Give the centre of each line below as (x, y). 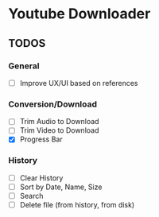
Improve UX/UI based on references (79, 83)
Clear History (41, 178)
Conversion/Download (53, 104)
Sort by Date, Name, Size (61, 187)
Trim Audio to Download (59, 122)
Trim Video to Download (59, 130)
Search (31, 196)
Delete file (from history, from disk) (77, 204)
